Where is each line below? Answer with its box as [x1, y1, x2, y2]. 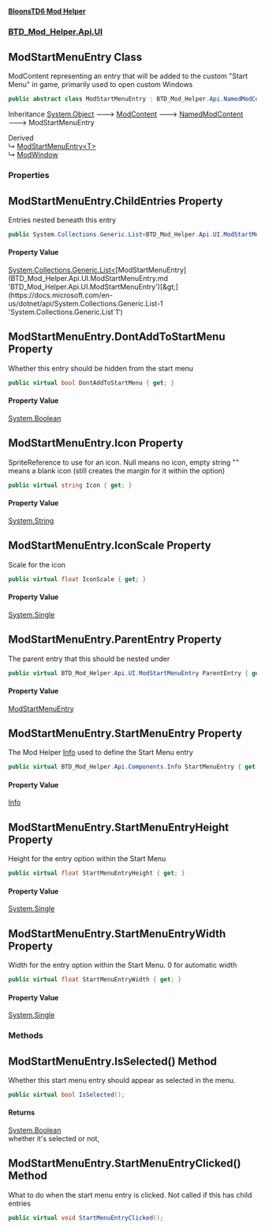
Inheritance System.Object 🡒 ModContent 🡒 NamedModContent [8, 109, 244, 119]
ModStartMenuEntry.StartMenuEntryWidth [8, 927, 226, 940]
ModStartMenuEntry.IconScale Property [8, 539, 211, 552]
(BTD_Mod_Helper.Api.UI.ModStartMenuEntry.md [8, 274, 168, 283]
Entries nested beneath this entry [8, 214, 117, 225]
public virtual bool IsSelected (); [8, 1091, 125, 1099]
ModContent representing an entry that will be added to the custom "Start [8, 71, 248, 81]
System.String [8, 515, 54, 526]
